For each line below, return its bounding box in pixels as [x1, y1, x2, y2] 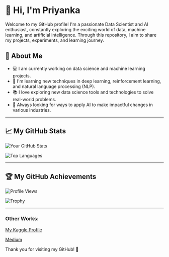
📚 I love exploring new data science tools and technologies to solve [12, 89, 154, 95]
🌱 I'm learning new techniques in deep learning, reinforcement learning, [12, 78, 161, 84]
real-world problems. [12, 96, 56, 102]
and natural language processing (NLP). [12, 83, 96, 90]
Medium [5, 236, 23, 242]
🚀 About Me [5, 52, 43, 60]
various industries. [12, 107, 51, 113]
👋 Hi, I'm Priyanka [5, 5, 80, 16]
